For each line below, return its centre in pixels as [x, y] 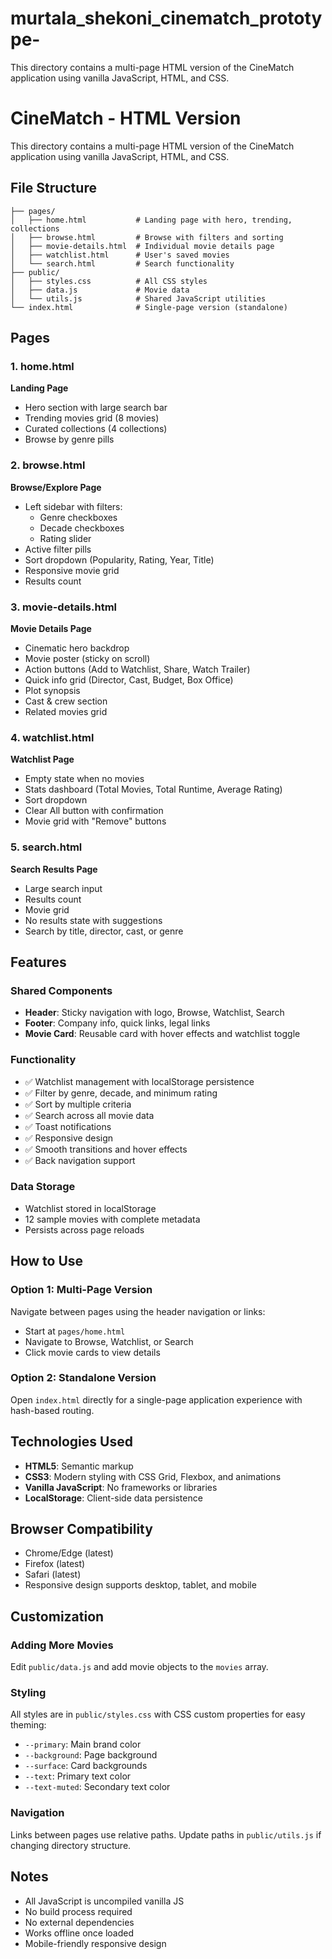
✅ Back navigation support [80, 1160]
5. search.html [46, 847]
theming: [28, 1725]
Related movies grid [66, 711]
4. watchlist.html [52, 737]
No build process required [78, 1911]
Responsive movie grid [72, 570]
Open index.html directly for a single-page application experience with [156, 1399]
